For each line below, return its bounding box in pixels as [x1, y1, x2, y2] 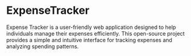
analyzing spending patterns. [6, 43, 79, 50]
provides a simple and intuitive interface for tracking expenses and [6, 36, 172, 43]
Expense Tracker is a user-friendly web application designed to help [6, 23, 176, 31]
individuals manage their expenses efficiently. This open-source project [6, 30, 185, 37]
